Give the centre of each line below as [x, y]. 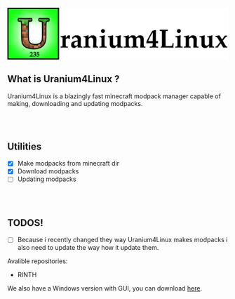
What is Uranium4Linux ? [63, 79]
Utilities [25, 146]
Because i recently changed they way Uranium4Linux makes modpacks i [122, 240]
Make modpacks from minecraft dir [68, 164]
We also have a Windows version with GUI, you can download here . [105, 288]
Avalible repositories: [38, 261]
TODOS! [25, 223]
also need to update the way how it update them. [88, 248]
